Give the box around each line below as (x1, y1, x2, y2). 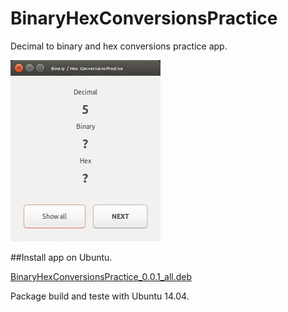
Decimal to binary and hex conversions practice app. (10, 40, 228, 52)
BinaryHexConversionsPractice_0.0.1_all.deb (10, 270, 193, 282)
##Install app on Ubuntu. (10, 251, 113, 263)
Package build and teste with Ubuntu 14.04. (10, 290, 190, 302)
